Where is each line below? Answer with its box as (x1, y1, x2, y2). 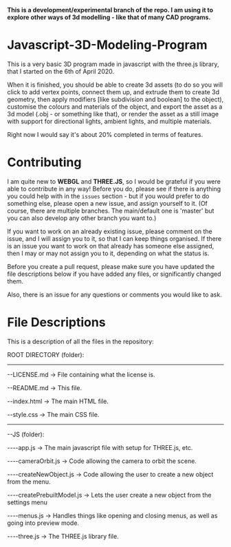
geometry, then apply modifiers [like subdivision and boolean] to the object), (7, 95, 224, 103)
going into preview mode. (7, 519, 80, 527)
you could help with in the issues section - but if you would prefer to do (7, 192, 210, 200)
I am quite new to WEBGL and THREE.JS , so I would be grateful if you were (7, 177, 221, 185)
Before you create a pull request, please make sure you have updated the (7, 262, 215, 270)
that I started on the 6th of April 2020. (7, 67, 115, 75)
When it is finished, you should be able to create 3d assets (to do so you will (7, 81, 223, 89)
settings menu (7, 498, 48, 506)
